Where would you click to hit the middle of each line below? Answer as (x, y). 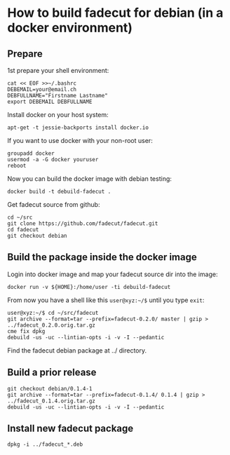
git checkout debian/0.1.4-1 (50, 388)
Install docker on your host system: (58, 115)
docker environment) (70, 28)
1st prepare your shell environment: (58, 70)
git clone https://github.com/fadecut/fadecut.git (83, 224)
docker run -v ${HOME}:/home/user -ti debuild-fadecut (89, 287)
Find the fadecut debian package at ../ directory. (77, 350)
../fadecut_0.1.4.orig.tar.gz (52, 401)
